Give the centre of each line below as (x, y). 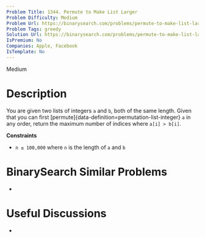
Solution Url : (24, 35)
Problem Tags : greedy (34, 29)
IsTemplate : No (26, 52)
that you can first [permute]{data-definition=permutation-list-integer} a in (99, 117)
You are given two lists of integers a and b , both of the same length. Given (99, 110)
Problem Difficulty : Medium (42, 18)
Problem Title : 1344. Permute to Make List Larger (72, 12)
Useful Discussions (56, 213)
